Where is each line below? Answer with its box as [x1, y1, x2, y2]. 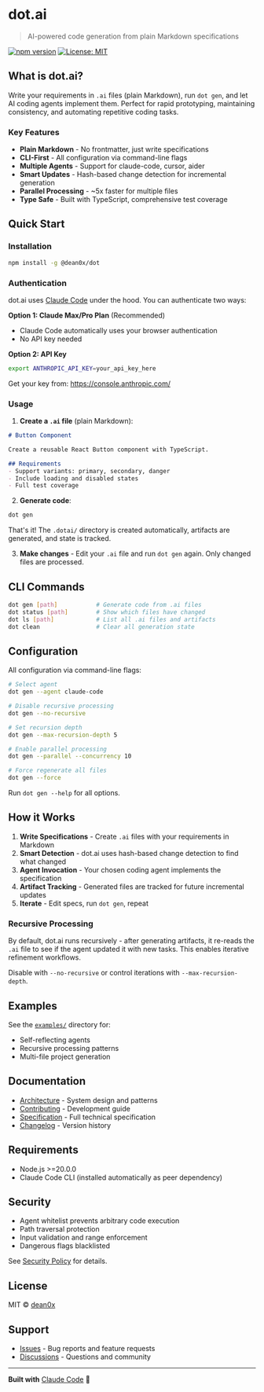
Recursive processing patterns [19, 1044, 119, 1052]
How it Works [8, 811, 75, 825]
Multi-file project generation [19, 1052, 111, 1061]
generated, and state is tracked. [8, 534, 112, 543]
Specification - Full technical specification [19, 1112, 156, 1122]
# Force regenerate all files [8, 766, 108, 775]
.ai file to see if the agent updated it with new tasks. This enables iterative [8, 945, 249, 954]
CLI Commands [8, 580, 85, 593]
